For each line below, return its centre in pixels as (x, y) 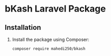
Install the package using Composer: (51, 39)
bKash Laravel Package (55, 9)
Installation (23, 27)
